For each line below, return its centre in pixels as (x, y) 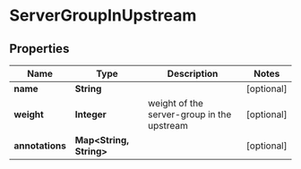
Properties (39, 49)
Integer (91, 114)
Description (193, 74)
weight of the (176, 103)
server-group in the (189, 114)
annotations (40, 146)
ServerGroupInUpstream (103, 16)
